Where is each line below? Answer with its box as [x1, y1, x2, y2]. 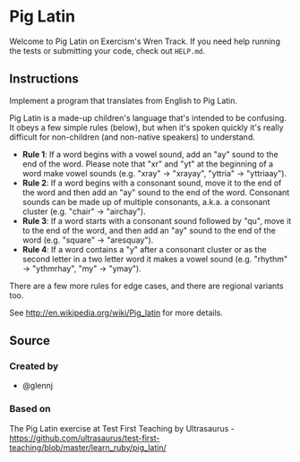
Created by [9, 360, 59, 372]
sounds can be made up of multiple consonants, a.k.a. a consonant [21, 196, 270, 207]
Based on [9, 403, 51, 415]
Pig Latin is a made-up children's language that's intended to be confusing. [9, 112, 287, 123]
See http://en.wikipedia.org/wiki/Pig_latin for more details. [9, 307, 224, 318]
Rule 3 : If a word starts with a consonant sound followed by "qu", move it [21, 215, 292, 226]
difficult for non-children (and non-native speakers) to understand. [9, 132, 255, 142]
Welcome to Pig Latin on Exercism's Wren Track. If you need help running [9, 36, 280, 47]
